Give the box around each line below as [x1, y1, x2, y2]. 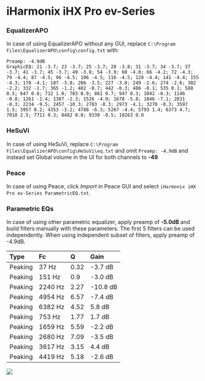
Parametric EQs [6, 204, 54, 213]
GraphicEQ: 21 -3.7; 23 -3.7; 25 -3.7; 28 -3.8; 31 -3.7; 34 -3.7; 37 [6, 64, 191, 70]
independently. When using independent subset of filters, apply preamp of [6, 231, 195, 239]
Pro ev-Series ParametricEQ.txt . [6, 189, 91, 197]
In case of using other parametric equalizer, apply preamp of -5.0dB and [6, 218, 190, 226]
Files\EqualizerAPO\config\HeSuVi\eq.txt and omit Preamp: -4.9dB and [6, 147, 188, 154]
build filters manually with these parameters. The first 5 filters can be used [6, 225, 195, 233]
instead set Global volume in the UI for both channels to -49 [6, 153, 158, 161]
